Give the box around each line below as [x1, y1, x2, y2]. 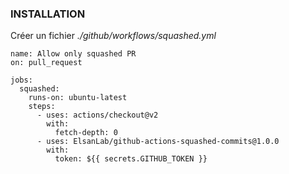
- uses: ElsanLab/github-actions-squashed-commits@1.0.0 [36, 137, 280, 147]
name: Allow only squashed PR [10, 49, 137, 59]
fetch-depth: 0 [54, 128, 118, 138]
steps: [28, 102, 56, 112]
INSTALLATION [10, 7, 86, 21]
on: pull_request [10, 58, 83, 68]
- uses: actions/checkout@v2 [36, 110, 159, 121]
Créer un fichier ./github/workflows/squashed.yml [10, 30, 217, 42]
